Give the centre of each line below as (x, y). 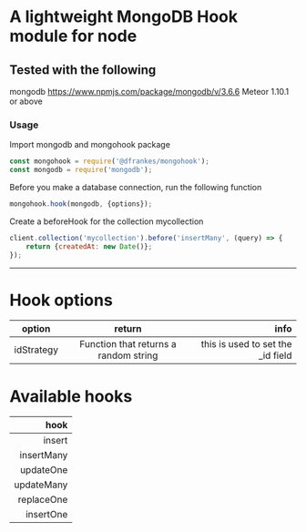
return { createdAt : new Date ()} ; (89, 246)
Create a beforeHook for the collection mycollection (107, 221)
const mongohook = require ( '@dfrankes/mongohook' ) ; (109, 161)
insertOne (47, 515)
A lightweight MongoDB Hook (124, 17)
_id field (275, 355)
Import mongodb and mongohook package (90, 145)
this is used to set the (246, 344)
